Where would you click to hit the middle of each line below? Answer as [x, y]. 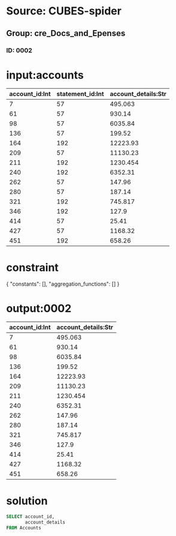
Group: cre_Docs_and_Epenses [66, 33]
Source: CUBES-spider [64, 11]
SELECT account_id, [31, 517]
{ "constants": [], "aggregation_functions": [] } [63, 284]
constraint [32, 267]
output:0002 [39, 308]
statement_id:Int [80, 94]
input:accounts [45, 75]
